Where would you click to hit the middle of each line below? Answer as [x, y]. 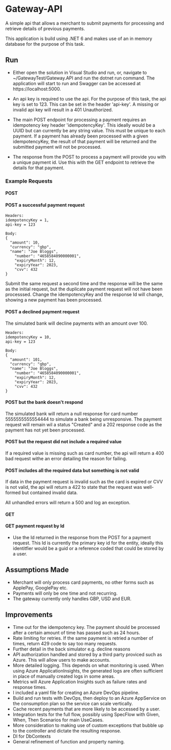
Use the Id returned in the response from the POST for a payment [82, 538]
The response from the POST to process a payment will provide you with [89, 156]
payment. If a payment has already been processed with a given [80, 136]
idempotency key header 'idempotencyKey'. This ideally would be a [84, 125]
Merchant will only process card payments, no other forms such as [83, 582]
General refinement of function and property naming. [69, 741]
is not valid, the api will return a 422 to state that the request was [74, 487]
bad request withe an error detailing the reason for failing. [66, 459]
